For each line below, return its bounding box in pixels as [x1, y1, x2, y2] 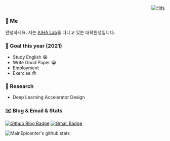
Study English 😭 [12, 54, 48, 60]
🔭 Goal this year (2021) [5, 42, 62, 50]
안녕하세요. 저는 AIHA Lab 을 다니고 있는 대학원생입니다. [5, 29, 115, 35]
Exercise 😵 [12, 70, 37, 76]
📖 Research [5, 82, 34, 89]
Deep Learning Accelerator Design [12, 94, 85, 100]
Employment [12, 65, 39, 71]
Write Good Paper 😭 [12, 59, 57, 65]
